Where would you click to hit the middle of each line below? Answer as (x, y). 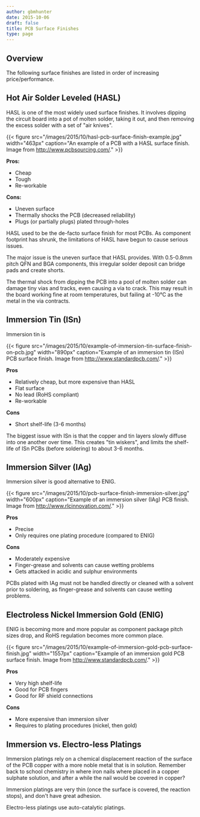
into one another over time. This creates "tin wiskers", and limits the (90, 442)
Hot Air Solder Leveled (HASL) (63, 98)
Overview (25, 58)
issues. (15, 246)
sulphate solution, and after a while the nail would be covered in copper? (96, 778)
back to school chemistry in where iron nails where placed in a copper (93, 771)
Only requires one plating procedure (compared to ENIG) (85, 536)
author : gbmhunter (29, 12)
